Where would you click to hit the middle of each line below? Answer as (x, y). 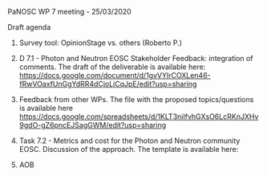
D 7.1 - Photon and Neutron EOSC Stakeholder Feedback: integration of (136, 58)
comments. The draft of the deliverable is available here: (112, 67)
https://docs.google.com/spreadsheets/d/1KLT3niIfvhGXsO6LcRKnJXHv (139, 117)
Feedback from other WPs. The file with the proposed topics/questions (136, 99)
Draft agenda (29, 27)
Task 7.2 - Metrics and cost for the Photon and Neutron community (129, 141)
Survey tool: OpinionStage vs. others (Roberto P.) (100, 43)
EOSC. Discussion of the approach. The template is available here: (129, 149)
